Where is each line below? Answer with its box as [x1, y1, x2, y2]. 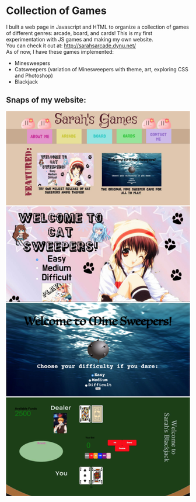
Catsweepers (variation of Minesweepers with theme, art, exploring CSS [14, 65, 188, 72]
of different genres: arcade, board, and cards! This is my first [6, 29, 153, 36]
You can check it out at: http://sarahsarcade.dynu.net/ [6, 42, 136, 49]
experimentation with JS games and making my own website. [6, 36, 153, 43]
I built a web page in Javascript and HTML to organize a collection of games [6, 23, 190, 30]
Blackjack [14, 78, 38, 85]
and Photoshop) [14, 72, 54, 79]
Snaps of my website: [6, 95, 86, 105]
